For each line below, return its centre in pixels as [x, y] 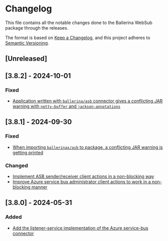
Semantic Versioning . [27, 43]
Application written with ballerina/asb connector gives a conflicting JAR [88, 101]
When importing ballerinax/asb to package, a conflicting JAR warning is [88, 147]
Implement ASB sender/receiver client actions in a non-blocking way [83, 176]
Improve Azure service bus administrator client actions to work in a [82, 182]
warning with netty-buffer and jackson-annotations [66, 106]
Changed [17, 165]
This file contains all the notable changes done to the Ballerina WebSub [79, 23]
